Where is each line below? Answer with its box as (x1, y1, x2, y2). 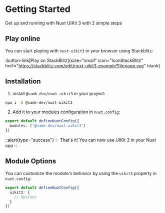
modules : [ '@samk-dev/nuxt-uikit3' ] (9, 123, 86, 128)
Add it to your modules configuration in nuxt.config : (12, 109, 120, 115)
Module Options (5, 157, 56, 166)
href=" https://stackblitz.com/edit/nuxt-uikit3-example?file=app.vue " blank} (5, 62, 160, 68)
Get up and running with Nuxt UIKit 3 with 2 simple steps (5, 20, 122, 26)
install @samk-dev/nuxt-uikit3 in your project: (12, 90, 105, 96)
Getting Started (5, 3, 71, 15)
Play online (5, 34, 40, 43)
